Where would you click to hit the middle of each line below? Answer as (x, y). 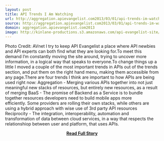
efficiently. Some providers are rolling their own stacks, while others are (77, 103)
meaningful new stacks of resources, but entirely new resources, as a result (81, 88)
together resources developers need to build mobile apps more (69, 98)
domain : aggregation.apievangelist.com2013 (50, 28)
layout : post (18, 10)
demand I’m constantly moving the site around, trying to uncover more (76, 56)
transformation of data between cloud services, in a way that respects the (79, 119)
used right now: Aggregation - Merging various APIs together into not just (79, 82)
